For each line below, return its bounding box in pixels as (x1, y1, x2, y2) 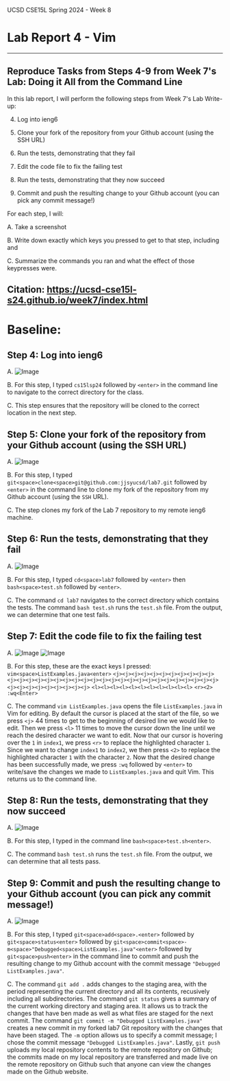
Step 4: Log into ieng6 (7, 349, 103, 361)
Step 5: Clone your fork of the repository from (7, 428, 207, 440)
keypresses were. (7, 264, 57, 272)
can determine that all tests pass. (7, 857, 101, 865)
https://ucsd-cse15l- (47, 284, 137, 296)
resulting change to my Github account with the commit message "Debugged (7, 960, 220, 968)
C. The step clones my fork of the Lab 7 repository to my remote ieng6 (7, 506, 206, 514)
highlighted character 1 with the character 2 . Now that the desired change (7, 753, 215, 761)
